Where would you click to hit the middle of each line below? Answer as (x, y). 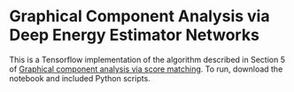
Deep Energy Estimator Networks (134, 35)
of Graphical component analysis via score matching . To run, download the (146, 69)
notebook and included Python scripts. (80, 78)
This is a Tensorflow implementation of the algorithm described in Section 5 (147, 59)
